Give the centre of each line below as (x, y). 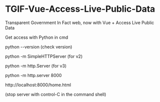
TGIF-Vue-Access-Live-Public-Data (80, 9)
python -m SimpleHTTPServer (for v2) (44, 56)
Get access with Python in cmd (37, 37)
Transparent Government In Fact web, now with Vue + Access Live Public (80, 23)
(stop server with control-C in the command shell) (56, 94)
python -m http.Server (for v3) (36, 66)
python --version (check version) (39, 47)
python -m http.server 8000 (33, 75)
